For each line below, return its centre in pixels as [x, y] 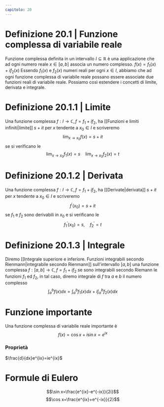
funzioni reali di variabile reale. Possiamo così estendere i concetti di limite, [81, 82]
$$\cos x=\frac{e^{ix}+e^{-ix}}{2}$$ [83, 399]
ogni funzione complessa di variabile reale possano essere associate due [80, 77]
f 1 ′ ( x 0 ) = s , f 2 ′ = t [83, 224]
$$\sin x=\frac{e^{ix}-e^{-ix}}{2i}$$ [83, 391]
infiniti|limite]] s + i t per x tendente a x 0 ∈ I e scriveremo [62, 128]
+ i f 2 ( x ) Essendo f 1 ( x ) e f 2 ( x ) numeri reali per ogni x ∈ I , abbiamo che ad [78, 71]
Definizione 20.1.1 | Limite [58, 107]
